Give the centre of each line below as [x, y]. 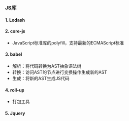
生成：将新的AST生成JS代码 [41, 78]
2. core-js [15, 31]
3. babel [14, 54]
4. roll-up [15, 90]
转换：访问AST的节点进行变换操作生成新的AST [60, 72]
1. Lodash [15, 20]
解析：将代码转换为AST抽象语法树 [47, 66]
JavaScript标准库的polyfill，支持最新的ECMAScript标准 [68, 42]
